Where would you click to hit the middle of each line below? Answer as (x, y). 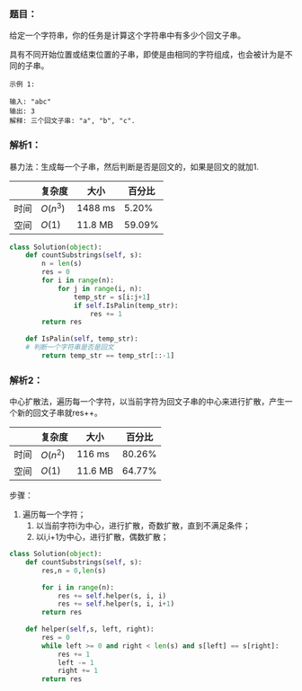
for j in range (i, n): (100, 288)
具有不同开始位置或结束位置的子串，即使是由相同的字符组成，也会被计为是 (147, 55)
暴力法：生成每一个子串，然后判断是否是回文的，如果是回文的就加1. (134, 166)
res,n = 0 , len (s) (74, 571)
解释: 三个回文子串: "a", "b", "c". (72, 121)
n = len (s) (62, 264)
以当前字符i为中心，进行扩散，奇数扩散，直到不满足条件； (143, 526)
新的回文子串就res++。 (60, 413)
